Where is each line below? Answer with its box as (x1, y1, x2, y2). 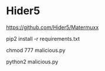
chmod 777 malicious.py (6, 46, 66, 54)
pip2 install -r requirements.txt (6, 35, 80, 42)
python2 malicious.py (6, 58, 58, 65)
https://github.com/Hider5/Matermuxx (6, 24, 99, 31)
